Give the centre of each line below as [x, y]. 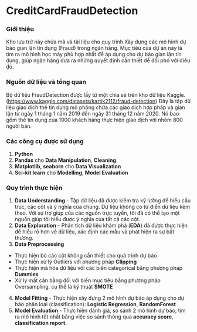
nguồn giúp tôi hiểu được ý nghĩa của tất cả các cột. [77, 219]
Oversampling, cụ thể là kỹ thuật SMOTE [64, 287]
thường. [24, 238]
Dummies [27, 275]
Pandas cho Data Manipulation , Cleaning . [66, 160]
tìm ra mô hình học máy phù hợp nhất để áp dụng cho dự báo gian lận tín [94, 55]
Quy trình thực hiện [34, 188]
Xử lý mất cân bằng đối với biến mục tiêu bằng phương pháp [88, 280]
